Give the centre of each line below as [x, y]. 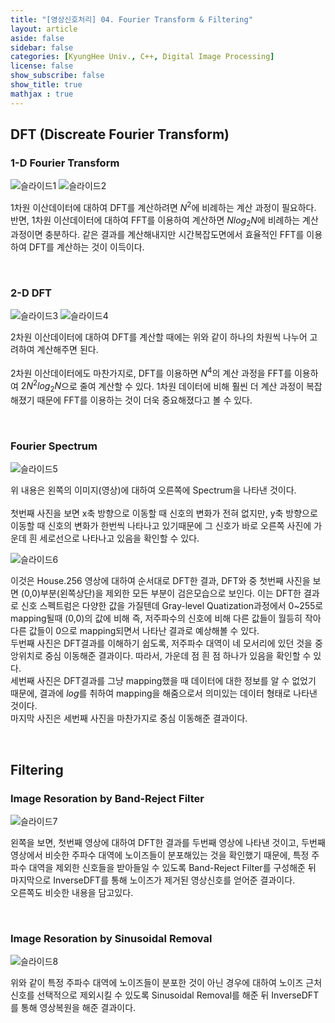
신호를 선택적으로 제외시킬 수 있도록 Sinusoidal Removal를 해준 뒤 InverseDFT [165, 995]
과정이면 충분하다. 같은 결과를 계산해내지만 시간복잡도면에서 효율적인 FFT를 [157, 234]
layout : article [44, 29]
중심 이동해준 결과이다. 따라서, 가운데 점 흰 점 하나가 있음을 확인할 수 [178, 656]
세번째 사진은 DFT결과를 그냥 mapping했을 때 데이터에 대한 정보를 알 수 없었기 [163, 681]
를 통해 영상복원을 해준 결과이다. [73, 1008]
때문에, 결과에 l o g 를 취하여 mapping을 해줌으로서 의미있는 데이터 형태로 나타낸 [164, 693]
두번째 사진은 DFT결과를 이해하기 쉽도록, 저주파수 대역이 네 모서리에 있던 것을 [161, 643]
